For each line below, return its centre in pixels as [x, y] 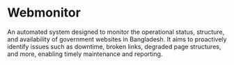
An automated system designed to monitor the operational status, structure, [116, 32]
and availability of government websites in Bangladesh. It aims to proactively [117, 39]
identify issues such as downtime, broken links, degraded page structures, [114, 46]
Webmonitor [44, 13]
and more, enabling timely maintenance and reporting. [85, 54]
